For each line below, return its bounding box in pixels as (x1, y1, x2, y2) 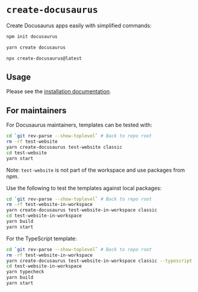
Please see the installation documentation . (6, 88, 111, 95)
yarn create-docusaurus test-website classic (6, 144, 122, 150)
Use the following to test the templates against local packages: (6, 184, 162, 191)
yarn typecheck (6, 269, 45, 275)
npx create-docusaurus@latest (6, 55, 82, 61)
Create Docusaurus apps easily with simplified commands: (6, 22, 152, 29)
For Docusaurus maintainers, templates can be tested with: (6, 122, 152, 129)
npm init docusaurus (6, 33, 58, 40)
